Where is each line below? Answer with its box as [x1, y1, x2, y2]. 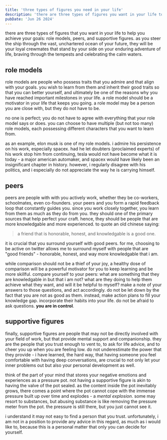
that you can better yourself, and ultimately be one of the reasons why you [5, 90, 158, 96]
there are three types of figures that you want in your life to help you [5, 30, 145, 36]
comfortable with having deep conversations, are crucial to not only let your [5, 357, 161, 363]
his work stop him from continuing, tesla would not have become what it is [5, 151, 158, 157]
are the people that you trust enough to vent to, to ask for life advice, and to [5, 341, 160, 347]
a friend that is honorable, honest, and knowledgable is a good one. [17, 231, 156, 236]
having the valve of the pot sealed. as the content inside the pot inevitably [5, 382, 157, 388]
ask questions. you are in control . [5, 303, 75, 309]
